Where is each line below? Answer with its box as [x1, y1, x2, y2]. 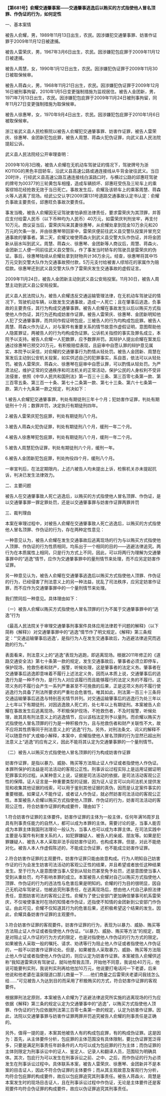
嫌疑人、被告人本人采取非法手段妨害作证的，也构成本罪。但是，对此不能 [9, 839, 157, 844]
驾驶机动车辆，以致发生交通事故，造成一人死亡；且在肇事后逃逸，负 [18, 299, 157, 305]
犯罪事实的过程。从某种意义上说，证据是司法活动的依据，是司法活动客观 [5, 772, 152, 778]
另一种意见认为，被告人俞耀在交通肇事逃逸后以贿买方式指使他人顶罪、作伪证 [5, 573, 161, 578]
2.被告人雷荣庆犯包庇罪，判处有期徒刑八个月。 [5, 413, 100, 419]
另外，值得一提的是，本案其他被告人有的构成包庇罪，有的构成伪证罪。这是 [5, 1030, 157, 1035]
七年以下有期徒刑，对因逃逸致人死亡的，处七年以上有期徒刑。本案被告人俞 [9, 702, 161, 707]
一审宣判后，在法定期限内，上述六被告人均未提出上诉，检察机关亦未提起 [5, 466, 152, 472]
